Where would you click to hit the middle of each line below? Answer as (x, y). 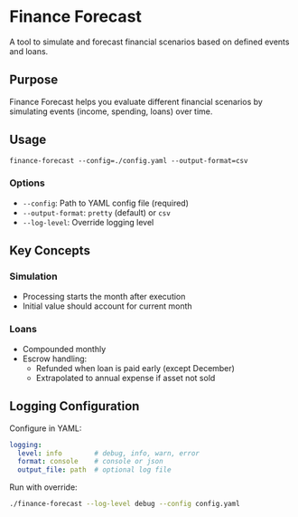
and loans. (29, 51)
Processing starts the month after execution (104, 296)
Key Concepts (50, 251)
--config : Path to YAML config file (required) (106, 203)
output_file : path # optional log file (94, 470)
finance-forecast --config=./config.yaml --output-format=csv (129, 160)
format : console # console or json (91, 462)
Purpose (34, 80)
